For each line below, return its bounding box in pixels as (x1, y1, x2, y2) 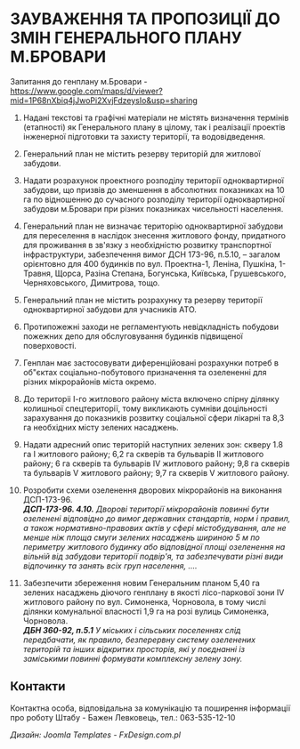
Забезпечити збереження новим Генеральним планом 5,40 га (22, 577, 261, 588)
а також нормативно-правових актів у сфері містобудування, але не (22, 522, 288, 533)
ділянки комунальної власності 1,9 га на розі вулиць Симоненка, (22, 606, 270, 616)
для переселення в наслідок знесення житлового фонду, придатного (22, 230, 286, 240)
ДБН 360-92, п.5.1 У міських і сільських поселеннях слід (22, 624, 241, 635)
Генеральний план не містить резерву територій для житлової (22, 148, 261, 159)
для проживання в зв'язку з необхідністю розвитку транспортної (22, 239, 272, 250)
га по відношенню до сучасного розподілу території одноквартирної (22, 194, 286, 205)
